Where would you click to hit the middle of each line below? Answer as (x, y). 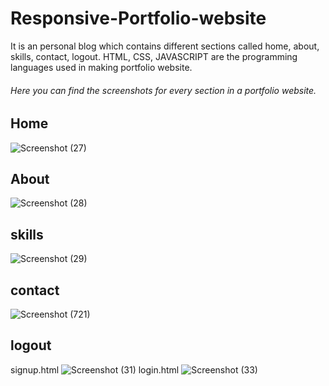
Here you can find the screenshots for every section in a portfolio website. (163, 90)
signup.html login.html (95, 369)
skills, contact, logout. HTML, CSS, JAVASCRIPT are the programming (154, 56)
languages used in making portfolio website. (101, 67)
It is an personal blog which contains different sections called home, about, (165, 46)
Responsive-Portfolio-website (138, 18)
